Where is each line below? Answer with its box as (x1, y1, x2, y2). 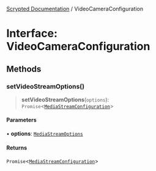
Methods (6, 64, 42, 74)
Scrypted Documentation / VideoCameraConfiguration (6, 5, 144, 12)
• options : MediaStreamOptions (6, 130, 84, 137)
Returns (6, 144, 28, 151)
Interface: (6, 27, 58, 40)
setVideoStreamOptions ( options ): (21, 96, 110, 103)
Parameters (6, 116, 37, 124)
